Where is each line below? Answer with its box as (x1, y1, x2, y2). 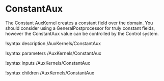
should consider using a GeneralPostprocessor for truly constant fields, (5, 25, 155, 31)
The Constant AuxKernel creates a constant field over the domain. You (5, 20, 153, 26)
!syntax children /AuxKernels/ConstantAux (5, 69, 94, 76)
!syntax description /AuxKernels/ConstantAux (5, 40, 101, 46)
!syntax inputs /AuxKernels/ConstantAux (5, 60, 91, 66)
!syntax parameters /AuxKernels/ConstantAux (5, 50, 102, 56)
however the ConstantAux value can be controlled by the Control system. (5, 30, 159, 36)
